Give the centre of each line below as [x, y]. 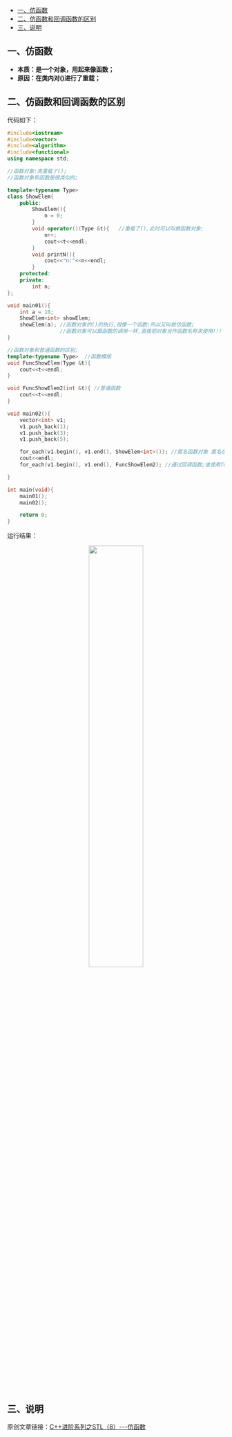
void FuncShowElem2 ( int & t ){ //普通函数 [64, 388]
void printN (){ [54, 255]
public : [30, 203]
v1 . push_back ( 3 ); [45, 433]
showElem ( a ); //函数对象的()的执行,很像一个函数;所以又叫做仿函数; [107, 325]
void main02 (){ [29, 414]
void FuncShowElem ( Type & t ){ [49, 363]
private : [32, 280]
